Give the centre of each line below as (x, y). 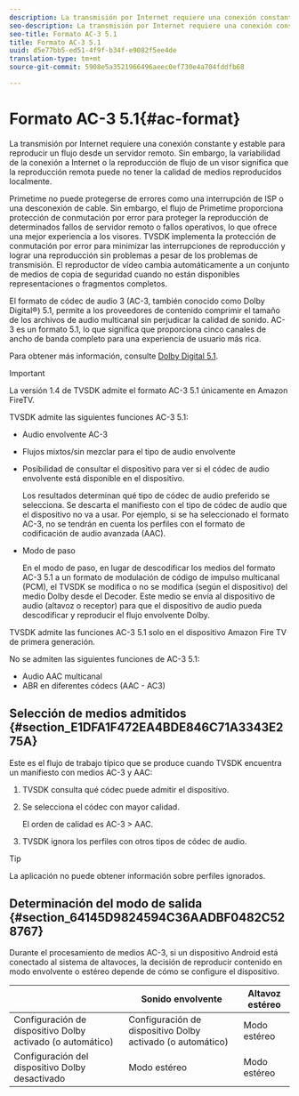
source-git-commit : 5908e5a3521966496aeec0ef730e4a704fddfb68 (127, 68)
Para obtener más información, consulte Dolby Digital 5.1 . (114, 356)
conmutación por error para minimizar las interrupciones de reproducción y (148, 246)
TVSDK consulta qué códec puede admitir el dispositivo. (125, 789)
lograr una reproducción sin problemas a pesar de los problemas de (133, 255)
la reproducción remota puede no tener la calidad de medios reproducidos (145, 172)
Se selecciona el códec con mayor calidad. (101, 807)
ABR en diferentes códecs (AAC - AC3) (94, 685)
